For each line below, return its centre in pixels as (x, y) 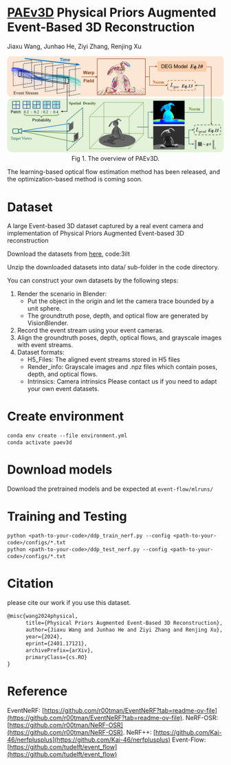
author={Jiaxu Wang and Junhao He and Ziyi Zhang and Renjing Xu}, (124, 630)
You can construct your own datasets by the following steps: (93, 280)
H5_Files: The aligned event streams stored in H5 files (104, 359)
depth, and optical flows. (63, 374)
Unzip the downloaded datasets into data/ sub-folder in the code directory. (113, 267)
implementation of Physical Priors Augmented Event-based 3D (96, 233)
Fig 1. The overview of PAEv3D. (115, 159)
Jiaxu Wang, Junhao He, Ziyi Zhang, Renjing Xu (75, 46)
